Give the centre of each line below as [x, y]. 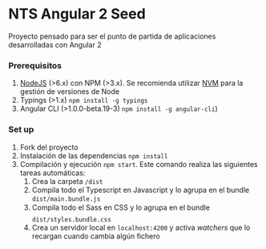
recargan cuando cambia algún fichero [96, 236]
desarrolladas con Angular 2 [55, 44]
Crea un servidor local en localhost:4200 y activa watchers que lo [141, 227]
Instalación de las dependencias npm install [94, 155]
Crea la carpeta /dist [67, 181]
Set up [21, 129]
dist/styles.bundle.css [72, 219]
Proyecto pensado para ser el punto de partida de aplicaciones [112, 36]
